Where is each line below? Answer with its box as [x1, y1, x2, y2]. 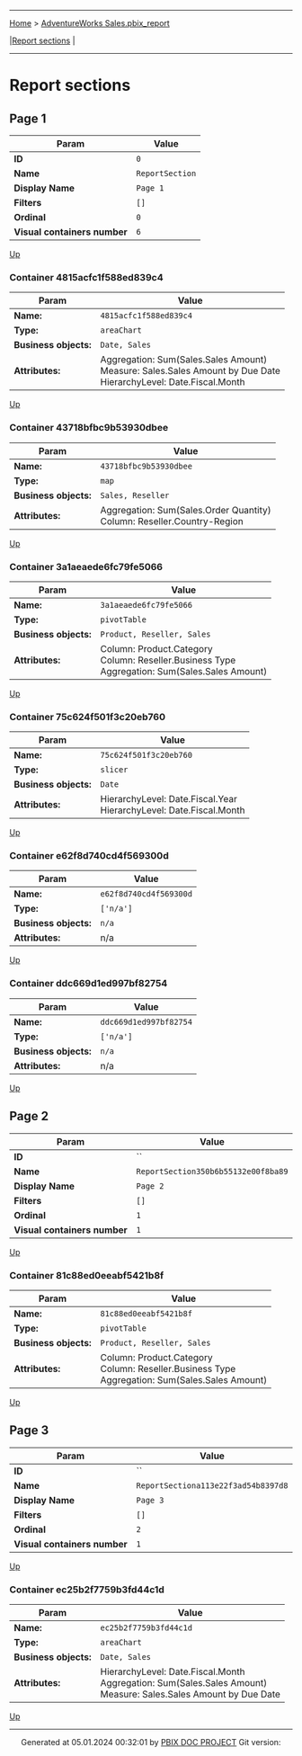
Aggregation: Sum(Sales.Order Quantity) [100, 504, 271, 516]
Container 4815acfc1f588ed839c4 [9, 271, 164, 283]
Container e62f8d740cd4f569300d [9, 850, 169, 862]
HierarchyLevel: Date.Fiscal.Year [100, 793, 238, 806]
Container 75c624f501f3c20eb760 [9, 710, 166, 723]
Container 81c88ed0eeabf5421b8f [9, 1269, 164, 1281]
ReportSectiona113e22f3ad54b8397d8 [136, 1480, 289, 1491]
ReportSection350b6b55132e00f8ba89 [136, 1166, 289, 1176]
